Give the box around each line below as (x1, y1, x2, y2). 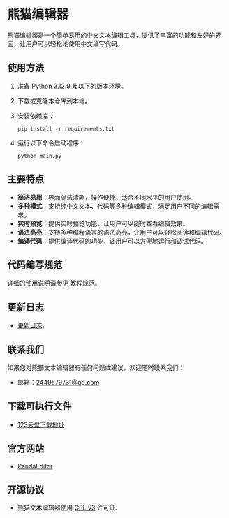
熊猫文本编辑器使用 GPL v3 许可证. (17, 503, 117, 512)
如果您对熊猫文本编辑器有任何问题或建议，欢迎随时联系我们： (7, 364, 185, 371)
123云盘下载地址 (17, 420, 65, 429)
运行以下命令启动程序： (17, 138, 85, 147)
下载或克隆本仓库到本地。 (17, 96, 91, 105)
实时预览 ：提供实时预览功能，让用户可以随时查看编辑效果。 (17, 219, 189, 228)
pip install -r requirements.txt (17, 125, 115, 133)
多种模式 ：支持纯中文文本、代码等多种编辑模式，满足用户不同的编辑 (17, 202, 214, 210)
